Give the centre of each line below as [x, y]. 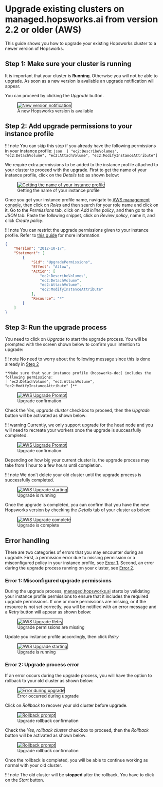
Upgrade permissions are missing [51, 627]
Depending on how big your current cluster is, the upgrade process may [77, 460]
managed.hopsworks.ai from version [81, 19]
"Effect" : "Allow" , [51, 267]
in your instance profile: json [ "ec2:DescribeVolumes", [62, 151]
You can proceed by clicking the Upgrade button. [54, 95]
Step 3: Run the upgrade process [56, 327]
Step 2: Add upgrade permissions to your [69, 126]
